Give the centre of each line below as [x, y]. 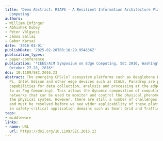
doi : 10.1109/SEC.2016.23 [31, 73]
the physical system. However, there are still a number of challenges [83, 100]
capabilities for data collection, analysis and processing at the [79, 86]
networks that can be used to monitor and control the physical [76, 95]
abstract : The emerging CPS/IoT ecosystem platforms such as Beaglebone [80, 77]
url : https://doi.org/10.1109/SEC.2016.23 [53, 131]
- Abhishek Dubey [23, 28]
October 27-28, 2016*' [32, 68]
